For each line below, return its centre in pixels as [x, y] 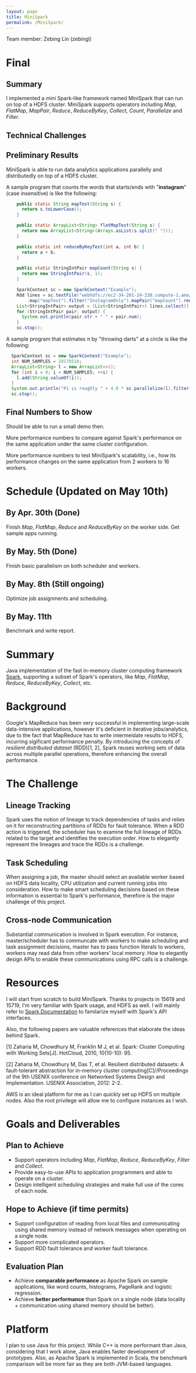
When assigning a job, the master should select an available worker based [95, 877]
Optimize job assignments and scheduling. [57, 598]
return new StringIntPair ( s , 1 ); [62, 274]
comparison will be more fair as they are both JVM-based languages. [89, 1364]
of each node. [31, 1191]
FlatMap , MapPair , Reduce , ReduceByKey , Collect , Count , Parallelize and [94, 111]
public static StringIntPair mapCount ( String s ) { [79, 268]
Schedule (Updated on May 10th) [87, 492]
